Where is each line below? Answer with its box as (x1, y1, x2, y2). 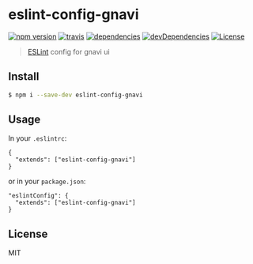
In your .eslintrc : (8, 134, 67, 143)
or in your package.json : (8, 176, 86, 187)
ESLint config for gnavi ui (27, 47, 110, 56)
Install (8, 70, 40, 84)
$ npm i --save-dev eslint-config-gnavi (8, 91, 144, 99)
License (8, 227, 48, 240)
